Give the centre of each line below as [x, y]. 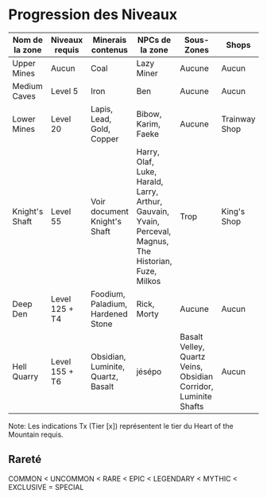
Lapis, [102, 109]
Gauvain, [153, 211]
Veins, [192, 366]
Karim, [149, 123]
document [109, 211]
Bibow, [149, 114]
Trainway [238, 119]
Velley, [192, 346]
